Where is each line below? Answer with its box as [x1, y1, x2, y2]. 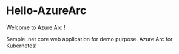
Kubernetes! [6, 42, 37, 49]
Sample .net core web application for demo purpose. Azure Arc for [6, 35, 173, 42]
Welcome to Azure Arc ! [6, 24, 66, 31]
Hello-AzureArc [6, 4, 87, 18]
